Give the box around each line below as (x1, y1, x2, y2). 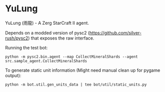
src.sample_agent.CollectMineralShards (5, 58, 87, 63)
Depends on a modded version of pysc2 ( (5, 30, 90, 36)
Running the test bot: (5, 45, 48, 50)
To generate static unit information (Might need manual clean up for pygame (5, 67, 161, 73)
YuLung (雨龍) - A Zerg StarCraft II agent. (5, 20, 89, 26)
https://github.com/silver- (89, 30, 142, 36)
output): (5, 72, 21, 78)
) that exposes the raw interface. (28, 35, 95, 41)
